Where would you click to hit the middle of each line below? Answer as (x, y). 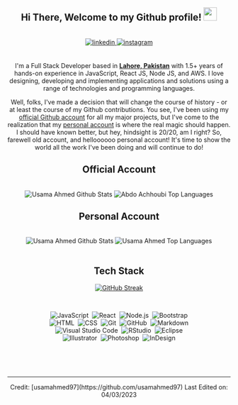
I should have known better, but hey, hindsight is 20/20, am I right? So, (119, 132)
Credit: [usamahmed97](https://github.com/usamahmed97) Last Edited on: (119, 387)
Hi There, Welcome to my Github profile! (111, 17)
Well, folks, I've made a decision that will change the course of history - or (119, 102)
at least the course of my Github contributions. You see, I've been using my (119, 109)
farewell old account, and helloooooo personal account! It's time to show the (119, 140)
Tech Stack (119, 271)
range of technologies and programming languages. (119, 88)
